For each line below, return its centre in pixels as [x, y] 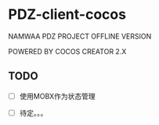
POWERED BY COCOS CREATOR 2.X [67, 51]
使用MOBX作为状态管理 [57, 96]
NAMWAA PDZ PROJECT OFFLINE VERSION [80, 36]
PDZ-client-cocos [67, 15]
